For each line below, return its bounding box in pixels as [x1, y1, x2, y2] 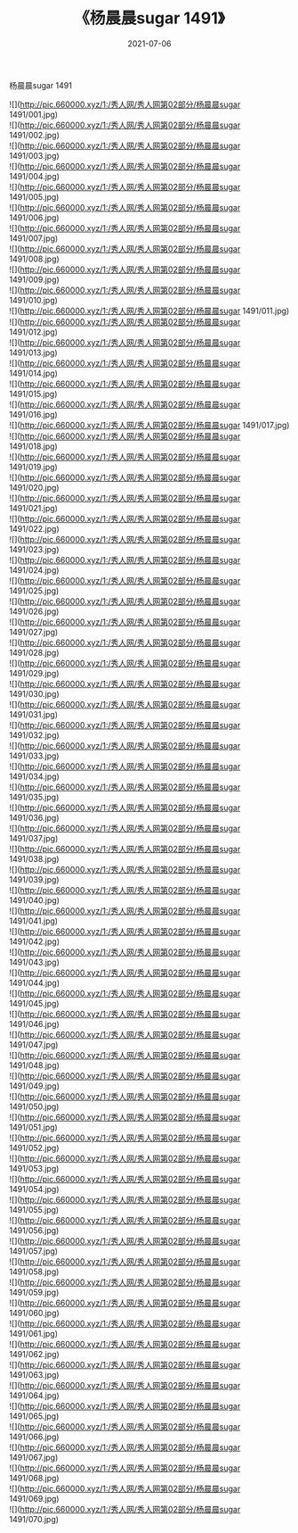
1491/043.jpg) [9, 957, 60, 967]
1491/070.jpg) [9, 1513, 60, 1524]
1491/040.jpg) [9, 894, 60, 906]
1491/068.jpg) [9, 1472, 60, 1483]
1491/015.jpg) [9, 388, 58, 399]
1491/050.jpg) [9, 1101, 60, 1112]
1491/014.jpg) [9, 368, 58, 378]
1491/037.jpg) [9, 833, 59, 843]
